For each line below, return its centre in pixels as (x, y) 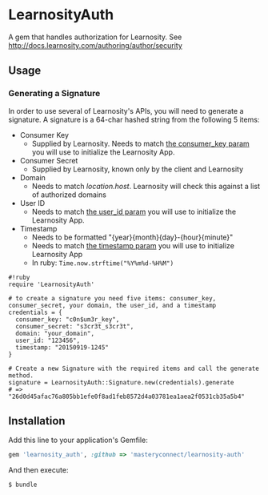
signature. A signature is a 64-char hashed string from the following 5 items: (134, 119)
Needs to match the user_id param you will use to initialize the (134, 211)
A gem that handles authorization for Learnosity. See (95, 37)
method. (21, 375)
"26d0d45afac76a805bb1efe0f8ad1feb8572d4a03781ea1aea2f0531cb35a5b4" (127, 396)
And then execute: (38, 470)
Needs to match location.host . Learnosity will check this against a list (146, 186)
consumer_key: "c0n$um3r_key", (68, 319)
